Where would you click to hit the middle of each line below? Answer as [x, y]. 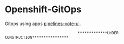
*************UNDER [98, 33]
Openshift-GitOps [43, 9]
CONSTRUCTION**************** [37, 37]
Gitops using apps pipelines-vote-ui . [43, 24]
